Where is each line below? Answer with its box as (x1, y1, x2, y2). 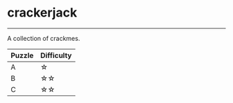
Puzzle (10, 50, 34, 60)
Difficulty (40, 50, 72, 60)
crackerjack (7, 5, 78, 21)
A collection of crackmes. (7, 34, 80, 42)
